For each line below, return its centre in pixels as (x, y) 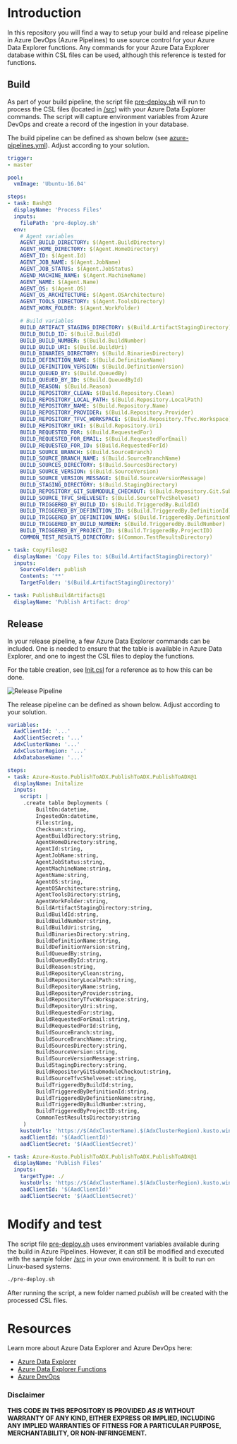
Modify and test (55, 1224)
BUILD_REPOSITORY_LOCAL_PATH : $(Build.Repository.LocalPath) (111, 400)
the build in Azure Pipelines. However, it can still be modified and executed (116, 1251)
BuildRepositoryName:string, (78, 986)
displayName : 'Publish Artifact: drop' (72, 602)
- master (20, 165)
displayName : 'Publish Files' (58, 1163)
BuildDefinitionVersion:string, (83, 947)
